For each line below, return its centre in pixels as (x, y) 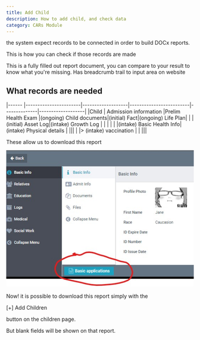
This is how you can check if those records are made (71, 54)
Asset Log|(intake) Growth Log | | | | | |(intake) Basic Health (97, 124)
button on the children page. (41, 319)
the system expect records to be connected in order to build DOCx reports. (98, 43)
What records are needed (54, 91)
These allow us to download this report (54, 142)
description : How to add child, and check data (66, 19)
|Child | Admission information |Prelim (134, 112)
